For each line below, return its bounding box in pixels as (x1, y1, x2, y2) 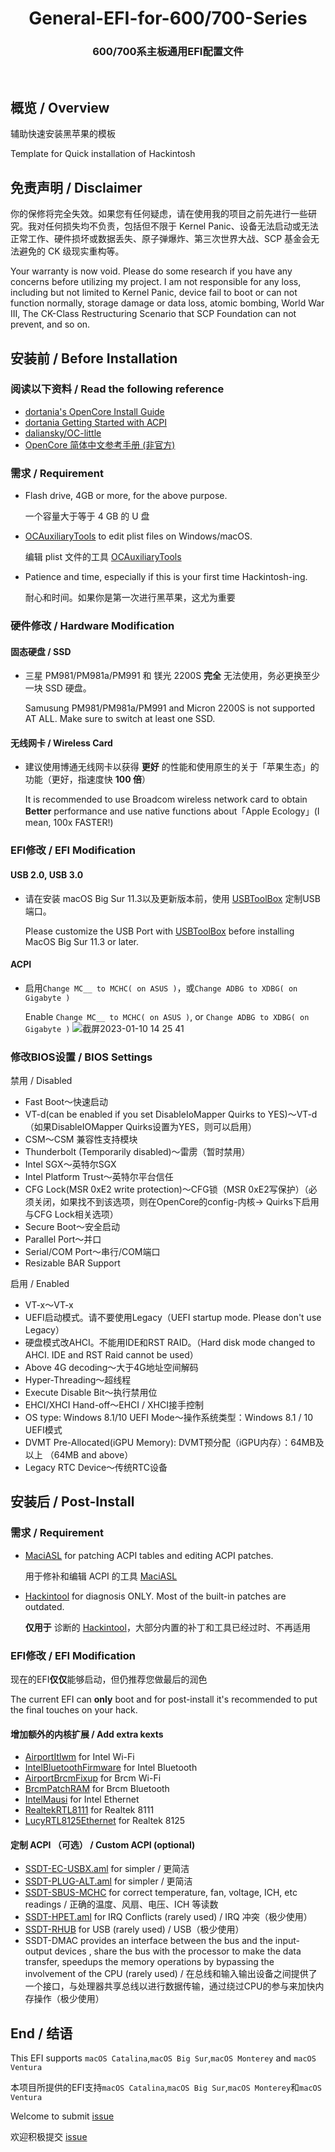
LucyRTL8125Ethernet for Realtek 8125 (24, 1815, 186, 1827)
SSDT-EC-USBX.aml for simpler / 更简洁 (24, 1863, 190, 1875)
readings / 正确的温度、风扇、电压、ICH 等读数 (24, 1898, 219, 1911)
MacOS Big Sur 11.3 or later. (24, 935, 139, 947)
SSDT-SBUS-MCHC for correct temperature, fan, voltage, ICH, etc (24, 1887, 298, 1899)
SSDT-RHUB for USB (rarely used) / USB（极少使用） (24, 1923, 245, 1936)
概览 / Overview (10, 99, 110, 116)
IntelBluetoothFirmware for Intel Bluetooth (24, 1762, 198, 1774)
